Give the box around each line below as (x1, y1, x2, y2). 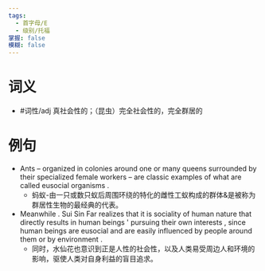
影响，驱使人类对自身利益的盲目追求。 (31, 254, 158, 263)
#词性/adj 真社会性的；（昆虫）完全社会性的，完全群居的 (19, 106, 203, 116)
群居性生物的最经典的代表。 (31, 200, 123, 210)
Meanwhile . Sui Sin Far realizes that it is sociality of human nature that (19, 209, 252, 218)
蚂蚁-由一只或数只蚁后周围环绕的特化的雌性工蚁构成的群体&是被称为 (31, 190, 256, 199)
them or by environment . (19, 234, 103, 244)
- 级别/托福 (15, 26, 50, 34)
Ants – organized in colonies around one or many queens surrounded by (19, 164, 257, 173)
